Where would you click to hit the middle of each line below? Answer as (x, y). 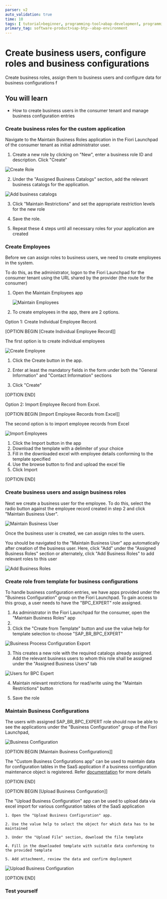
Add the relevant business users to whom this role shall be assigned (82, 658)
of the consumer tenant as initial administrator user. (58, 145)
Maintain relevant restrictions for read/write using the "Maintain (77, 683)
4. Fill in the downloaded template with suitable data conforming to (80, 846)
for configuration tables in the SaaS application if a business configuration (81, 767)
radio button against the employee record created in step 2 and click (75, 508)
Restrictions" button (33, 688)
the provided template (29, 851)
